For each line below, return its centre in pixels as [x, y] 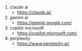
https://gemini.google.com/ [44, 23]
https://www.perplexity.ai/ [43, 43]
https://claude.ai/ [34, 12]
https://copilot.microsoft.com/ [47, 33]
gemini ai [19, 17]
